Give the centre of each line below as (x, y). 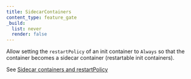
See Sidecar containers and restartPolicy (57, 69)
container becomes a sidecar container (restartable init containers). (90, 58)
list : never (27, 29)
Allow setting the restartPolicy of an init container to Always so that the (95, 51)
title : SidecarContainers (39, 12)
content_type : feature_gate (42, 17)
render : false (29, 34)
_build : (16, 23)
